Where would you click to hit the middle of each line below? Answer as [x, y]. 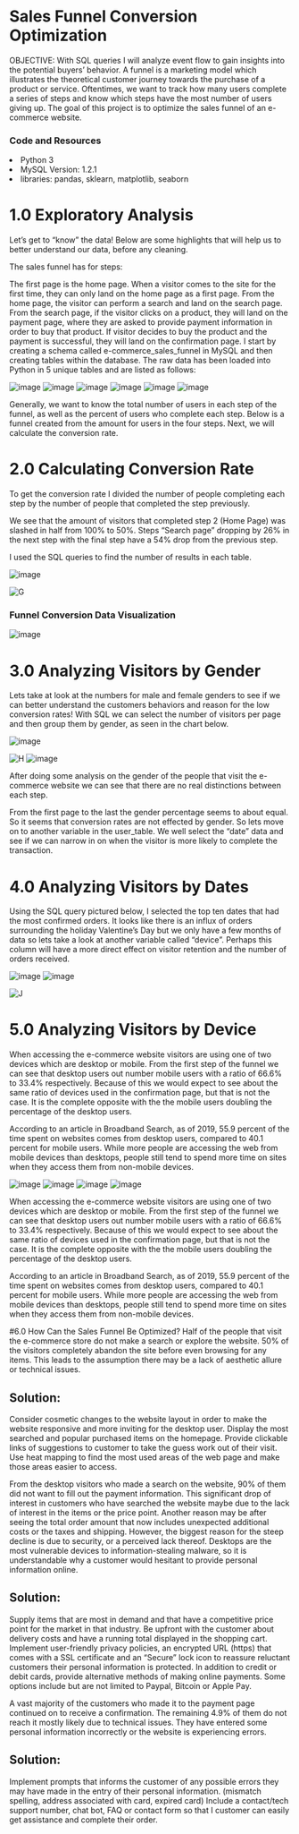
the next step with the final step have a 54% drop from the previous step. [144, 540]
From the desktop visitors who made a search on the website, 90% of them [148, 1484]
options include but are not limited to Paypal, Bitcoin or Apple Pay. [130, 1685]
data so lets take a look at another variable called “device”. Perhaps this [141, 940]
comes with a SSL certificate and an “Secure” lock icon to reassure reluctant [150, 1657]
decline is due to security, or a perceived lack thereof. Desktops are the [141, 1541]
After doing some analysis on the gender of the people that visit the [133, 776]
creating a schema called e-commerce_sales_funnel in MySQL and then [141, 351]
